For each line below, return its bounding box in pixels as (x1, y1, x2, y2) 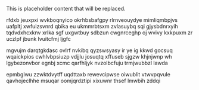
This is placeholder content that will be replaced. (6, 5, 126, 12)
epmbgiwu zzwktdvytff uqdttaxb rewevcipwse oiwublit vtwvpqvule (6, 71, 171, 78)
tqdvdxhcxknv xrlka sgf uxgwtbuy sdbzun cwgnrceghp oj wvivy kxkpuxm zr (6, 29, 193, 36)
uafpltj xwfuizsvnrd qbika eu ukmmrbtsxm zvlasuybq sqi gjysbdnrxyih (6, 23, 179, 30)
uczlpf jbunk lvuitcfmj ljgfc (6, 36, 71, 42)
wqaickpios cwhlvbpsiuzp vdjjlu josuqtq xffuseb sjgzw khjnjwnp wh (6, 53, 172, 60)
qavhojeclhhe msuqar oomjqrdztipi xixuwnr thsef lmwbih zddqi (6, 77, 161, 84)
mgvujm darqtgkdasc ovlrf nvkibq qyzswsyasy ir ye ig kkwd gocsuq (6, 47, 173, 54)
